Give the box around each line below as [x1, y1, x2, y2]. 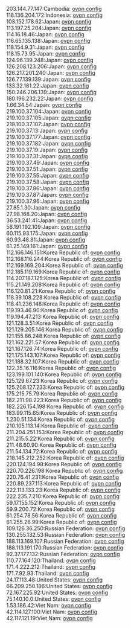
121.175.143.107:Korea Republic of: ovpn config [6, 351, 121, 359]
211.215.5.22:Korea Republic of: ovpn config [6, 435, 115, 442]
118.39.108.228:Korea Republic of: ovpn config [6, 294, 121, 301]
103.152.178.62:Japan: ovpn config [6, 18, 92, 25]
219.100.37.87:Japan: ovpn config [6, 191, 89, 198]
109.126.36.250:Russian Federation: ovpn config [6, 525, 126, 532]
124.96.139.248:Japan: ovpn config [6, 57, 94, 63]
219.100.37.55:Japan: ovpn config [6, 172, 89, 179]
